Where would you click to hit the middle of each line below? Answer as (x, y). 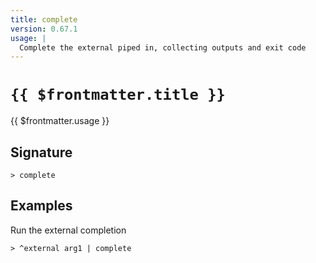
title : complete (44, 19)
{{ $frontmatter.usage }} (60, 121)
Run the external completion (68, 230)
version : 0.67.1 (44, 29)
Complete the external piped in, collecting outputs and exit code (163, 47)
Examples (41, 206)
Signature (41, 152)
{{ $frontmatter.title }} (118, 95)
